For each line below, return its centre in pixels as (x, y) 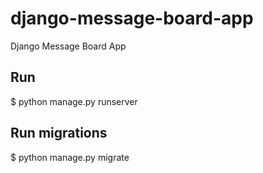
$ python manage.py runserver (74, 101)
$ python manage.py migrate (70, 157)
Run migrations (59, 133)
